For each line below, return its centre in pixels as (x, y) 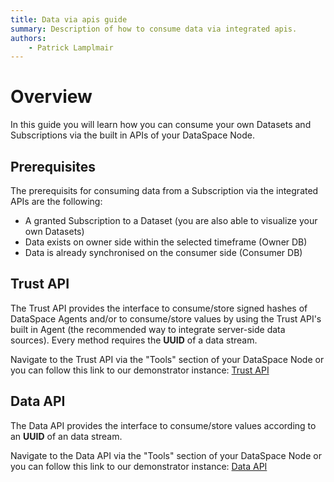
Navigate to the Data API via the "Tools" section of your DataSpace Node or (166, 455)
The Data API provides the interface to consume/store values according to (163, 425)
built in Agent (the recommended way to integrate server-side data (148, 329)
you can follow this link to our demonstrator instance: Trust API (140, 370)
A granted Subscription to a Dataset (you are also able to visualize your (171, 220)
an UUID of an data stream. (66, 436)
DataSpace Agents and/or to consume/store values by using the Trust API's (166, 318)
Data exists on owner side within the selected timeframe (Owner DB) (166, 242)
